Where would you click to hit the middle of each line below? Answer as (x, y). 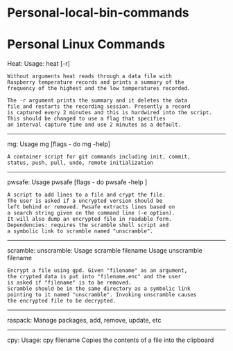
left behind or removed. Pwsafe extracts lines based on (91, 207)
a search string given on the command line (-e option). (91, 213)
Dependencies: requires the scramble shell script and (88, 225)
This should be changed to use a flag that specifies (87, 119)
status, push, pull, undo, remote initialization (80, 163)
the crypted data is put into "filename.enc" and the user (94, 277)
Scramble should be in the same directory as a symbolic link (99, 289)
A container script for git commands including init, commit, (99, 157)
